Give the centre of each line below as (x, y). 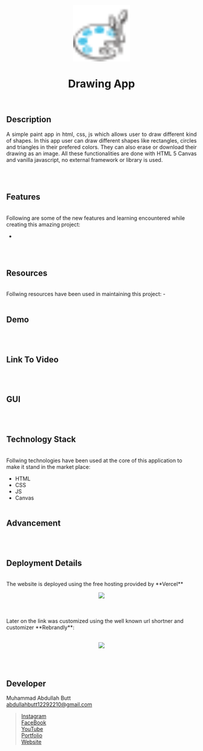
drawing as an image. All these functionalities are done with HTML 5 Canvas (101, 153)
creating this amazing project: (43, 224)
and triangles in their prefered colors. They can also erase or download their (101, 147)
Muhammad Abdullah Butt (39, 698)
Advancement (34, 524)
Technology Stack (41, 440)
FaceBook (34, 723)
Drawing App (101, 84)
